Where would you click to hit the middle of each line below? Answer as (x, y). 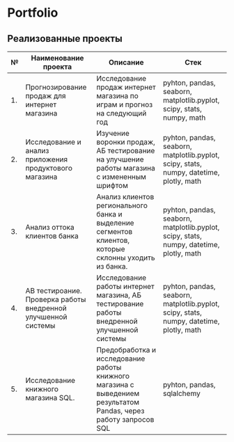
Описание (126, 62)
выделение (115, 223)
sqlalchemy (181, 393)
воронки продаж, (126, 142)
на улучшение (120, 159)
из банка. (112, 266)
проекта (57, 66)
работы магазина (126, 168)
